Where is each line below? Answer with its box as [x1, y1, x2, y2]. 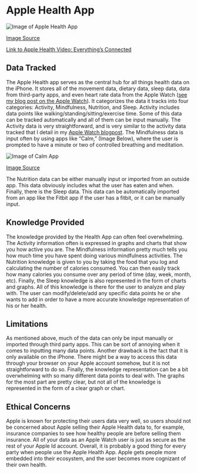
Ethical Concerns [6, 402, 71, 412]
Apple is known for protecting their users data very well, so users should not [6, 418, 191, 425]
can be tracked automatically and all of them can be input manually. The [6, 116, 181, 123]
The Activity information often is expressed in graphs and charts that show [6, 239, 187, 246]
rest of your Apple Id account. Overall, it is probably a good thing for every [6, 442, 186, 449]
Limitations [6, 319, 48, 329]
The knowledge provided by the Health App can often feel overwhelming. [6, 233, 184, 240]
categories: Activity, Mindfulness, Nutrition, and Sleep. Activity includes [6, 104, 180, 111]
